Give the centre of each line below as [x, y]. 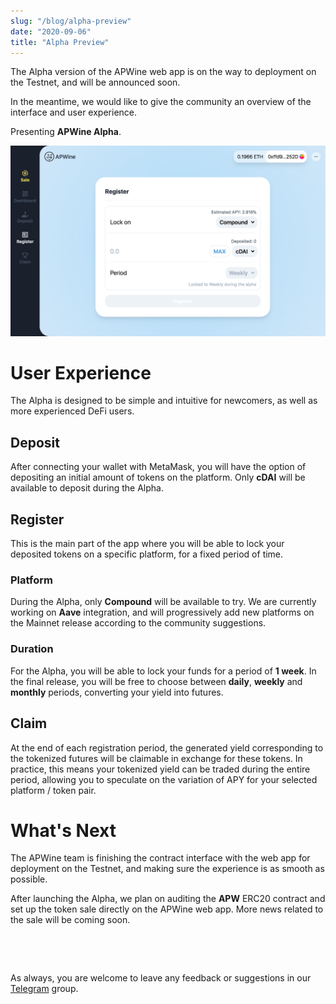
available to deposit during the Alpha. [87, 488]
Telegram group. [44, 989]
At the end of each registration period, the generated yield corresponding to [167, 747]
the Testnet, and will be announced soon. [95, 82]
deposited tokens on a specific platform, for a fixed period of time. [147, 554]
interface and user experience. [74, 112]
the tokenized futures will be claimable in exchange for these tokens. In [156, 758]
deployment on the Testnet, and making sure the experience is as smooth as [167, 869]
